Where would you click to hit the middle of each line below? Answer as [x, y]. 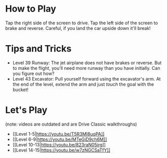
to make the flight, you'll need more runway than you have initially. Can [86, 68]
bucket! [20, 90]
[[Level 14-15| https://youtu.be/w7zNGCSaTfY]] [61, 150]
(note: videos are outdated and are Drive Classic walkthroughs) [71, 124]
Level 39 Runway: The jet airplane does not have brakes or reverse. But [87, 63]
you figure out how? [33, 73]
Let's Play [26, 110]
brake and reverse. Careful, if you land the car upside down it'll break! [78, 28]
